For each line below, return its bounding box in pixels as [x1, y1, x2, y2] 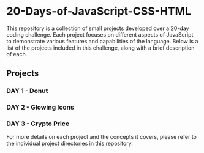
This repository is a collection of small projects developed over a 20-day [6, 24, 189, 32]
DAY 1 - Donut [6, 87, 48, 95]
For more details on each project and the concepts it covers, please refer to [6, 133, 197, 141]
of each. [6, 50, 28, 58]
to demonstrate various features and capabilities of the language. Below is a [6, 37, 198, 45]
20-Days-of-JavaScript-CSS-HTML [6, 4, 192, 18]
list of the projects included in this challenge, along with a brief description [6, 44, 195, 51]
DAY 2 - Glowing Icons [6, 103, 75, 111]
